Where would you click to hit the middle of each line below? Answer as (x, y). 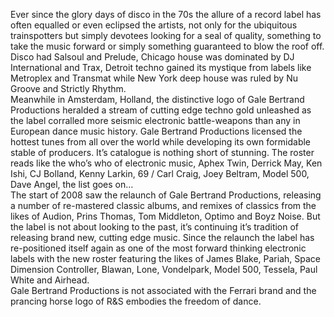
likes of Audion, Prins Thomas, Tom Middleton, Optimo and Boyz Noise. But (165, 216)
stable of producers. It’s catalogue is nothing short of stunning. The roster (162, 152)
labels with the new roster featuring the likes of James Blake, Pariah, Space (165, 258)
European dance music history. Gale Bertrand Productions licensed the (156, 131)
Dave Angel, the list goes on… (72, 184)
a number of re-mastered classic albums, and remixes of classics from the (163, 205)
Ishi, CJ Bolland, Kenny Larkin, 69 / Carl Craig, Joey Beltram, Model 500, (160, 173)
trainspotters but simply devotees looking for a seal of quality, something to (166, 35)
